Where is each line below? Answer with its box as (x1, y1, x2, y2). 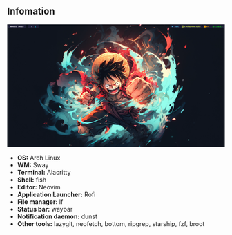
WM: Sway (17, 160, 49, 169)
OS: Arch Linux (17, 153, 61, 162)
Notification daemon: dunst (17, 212, 98, 220)
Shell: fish (17, 176, 47, 184)
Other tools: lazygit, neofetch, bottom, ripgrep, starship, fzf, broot (17, 219, 205, 227)
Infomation (7, 6, 55, 17)
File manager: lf (17, 197, 64, 206)
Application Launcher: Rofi (17, 190, 96, 198)
